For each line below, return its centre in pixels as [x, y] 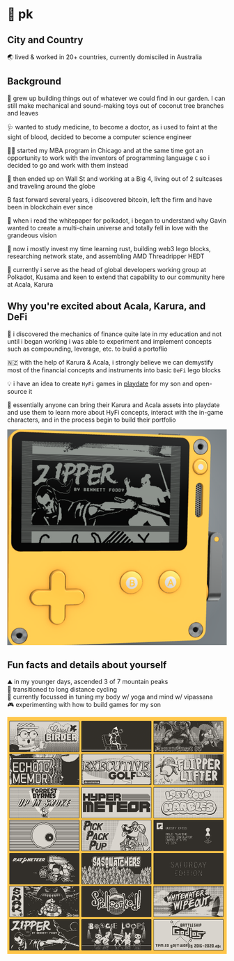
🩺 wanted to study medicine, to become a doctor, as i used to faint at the [112, 127]
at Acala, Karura [30, 284]
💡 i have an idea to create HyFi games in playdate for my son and [100, 383]
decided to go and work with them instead [68, 165]
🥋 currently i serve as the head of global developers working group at [107, 269]
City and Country [45, 40]
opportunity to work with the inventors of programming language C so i [109, 158]
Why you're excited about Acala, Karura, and [107, 307]
